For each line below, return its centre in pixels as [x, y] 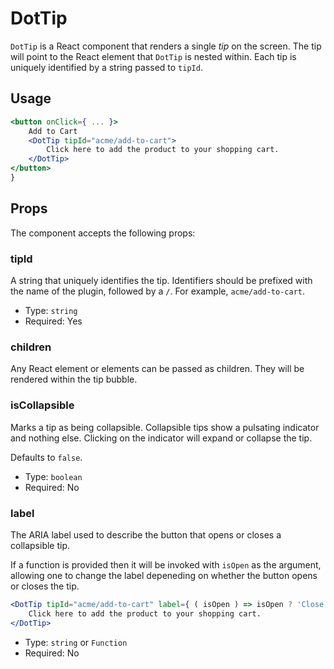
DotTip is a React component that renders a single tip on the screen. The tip [166, 46]
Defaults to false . [46, 457]
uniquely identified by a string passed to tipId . [106, 67]
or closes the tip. [45, 586]
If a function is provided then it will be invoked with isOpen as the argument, [166, 564]
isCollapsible [42, 405]
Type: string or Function [76, 642]
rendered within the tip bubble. [74, 379]
